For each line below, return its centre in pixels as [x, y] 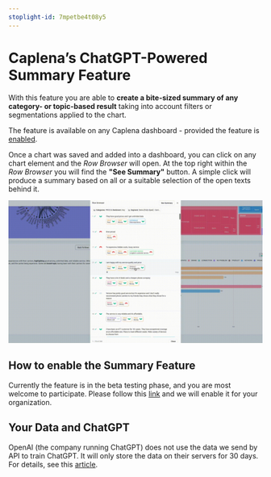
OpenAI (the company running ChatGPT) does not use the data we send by [133, 447]
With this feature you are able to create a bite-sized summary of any [123, 98]
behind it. [24, 189]
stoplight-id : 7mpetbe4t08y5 [57, 17]
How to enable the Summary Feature [102, 366]
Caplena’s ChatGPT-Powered [108, 58]
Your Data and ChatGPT [69, 428]
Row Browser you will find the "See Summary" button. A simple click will [130, 172]
